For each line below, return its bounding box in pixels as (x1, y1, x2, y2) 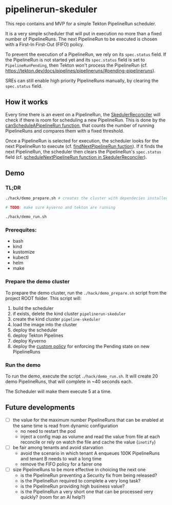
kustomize (12, 249, 35, 255)
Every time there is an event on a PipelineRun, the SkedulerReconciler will (5, 111, 161, 117)
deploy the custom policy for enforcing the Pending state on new (12, 343, 150, 349)
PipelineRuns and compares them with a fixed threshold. (5, 128, 124, 134)
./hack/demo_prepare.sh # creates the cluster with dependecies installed (5, 196, 168, 201)
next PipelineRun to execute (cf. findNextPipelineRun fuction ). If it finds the (5, 143, 163, 149)
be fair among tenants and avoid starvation (12, 444, 103, 450)
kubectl (12, 255, 29, 261)
